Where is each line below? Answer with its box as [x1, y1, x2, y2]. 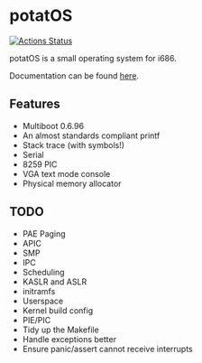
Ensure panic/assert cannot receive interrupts [22, 343, 193, 354]
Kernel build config [22, 304, 94, 316]
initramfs [22, 285, 56, 296]
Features [9, 97, 60, 112]
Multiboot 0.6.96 [22, 120, 84, 131]
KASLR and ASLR [22, 276, 87, 287]
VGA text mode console [22, 168, 111, 179]
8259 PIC [22, 159, 58, 170]
